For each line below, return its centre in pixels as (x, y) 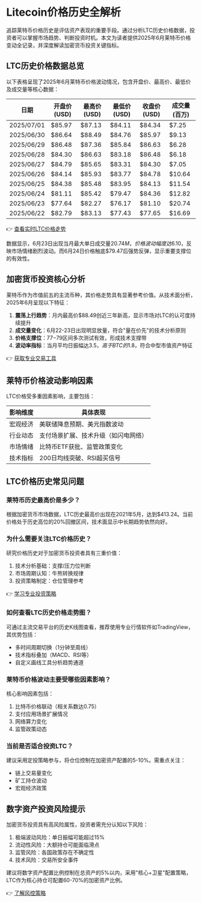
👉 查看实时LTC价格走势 (36, 229)
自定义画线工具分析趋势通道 (49, 662)
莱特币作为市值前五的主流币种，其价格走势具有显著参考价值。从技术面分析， (101, 295)
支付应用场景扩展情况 (41, 714)
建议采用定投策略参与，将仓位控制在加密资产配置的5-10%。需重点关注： (96, 760)
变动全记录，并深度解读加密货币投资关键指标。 (64, 45)
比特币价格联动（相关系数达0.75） (57, 706)
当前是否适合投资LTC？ (40, 746)
